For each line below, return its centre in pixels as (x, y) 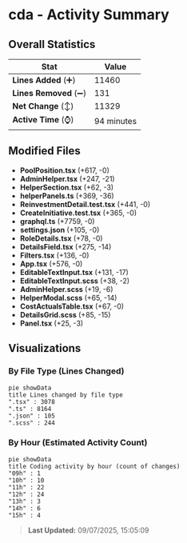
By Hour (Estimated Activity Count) (78, 443)
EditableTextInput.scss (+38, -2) (75, 281)
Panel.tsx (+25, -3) (52, 323)
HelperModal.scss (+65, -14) (68, 297)
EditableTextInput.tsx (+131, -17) (74, 272)
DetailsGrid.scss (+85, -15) (65, 314)
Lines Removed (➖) (49, 93)
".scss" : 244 (32, 423)
